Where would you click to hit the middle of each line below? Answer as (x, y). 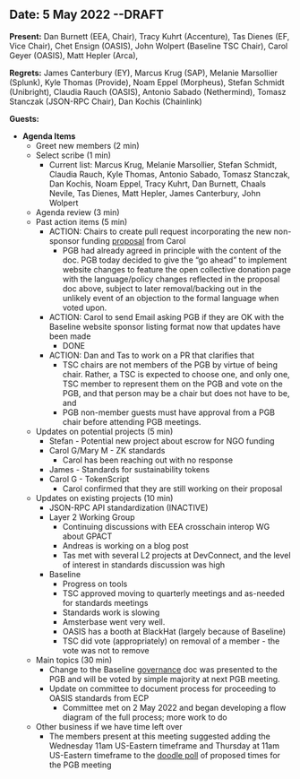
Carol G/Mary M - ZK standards (107, 450)
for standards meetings (105, 602)
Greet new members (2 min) (88, 145)
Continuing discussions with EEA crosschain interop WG (166, 526)
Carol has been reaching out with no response (148, 460)
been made (70, 336)
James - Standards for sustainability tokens (129, 469)
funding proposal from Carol (134, 240)
